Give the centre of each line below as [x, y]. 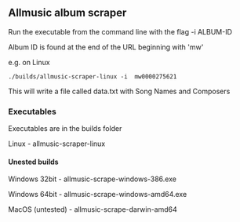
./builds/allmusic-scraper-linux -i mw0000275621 [93, 76]
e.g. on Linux [29, 62]
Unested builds [33, 162]
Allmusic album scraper [67, 13]
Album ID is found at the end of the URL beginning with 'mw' [106, 47]
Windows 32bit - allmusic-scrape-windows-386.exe [92, 179]
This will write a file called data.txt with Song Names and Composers [119, 91]
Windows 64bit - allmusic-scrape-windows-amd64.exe [98, 195]
